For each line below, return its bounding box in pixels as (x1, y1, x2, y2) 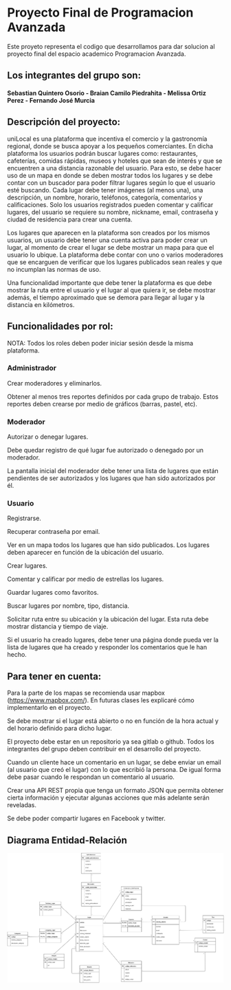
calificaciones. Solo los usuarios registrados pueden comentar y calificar (7, 200, 214, 208)
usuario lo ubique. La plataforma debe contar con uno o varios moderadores (7, 250, 223, 259)
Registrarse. (7, 514, 41, 522)
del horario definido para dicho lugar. (7, 724, 112, 733)
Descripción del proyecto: (7, 116, 121, 128)
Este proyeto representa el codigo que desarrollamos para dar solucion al (7, 42, 215, 50)
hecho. (7, 651, 27, 659)
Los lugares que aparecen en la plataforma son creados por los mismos (7, 228, 210, 237)
